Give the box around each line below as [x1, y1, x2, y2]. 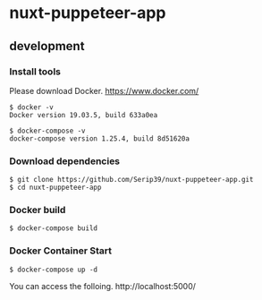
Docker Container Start [9, 244, 112, 257]
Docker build [9, 204, 66, 217]
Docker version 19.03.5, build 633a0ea [9, 110, 158, 119]
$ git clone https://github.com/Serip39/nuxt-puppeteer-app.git [9, 176, 254, 184]
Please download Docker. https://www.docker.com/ [9, 85, 199, 96]
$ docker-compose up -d [9, 265, 98, 274]
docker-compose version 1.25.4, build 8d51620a [9, 133, 190, 143]
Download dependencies [9, 155, 121, 167]
